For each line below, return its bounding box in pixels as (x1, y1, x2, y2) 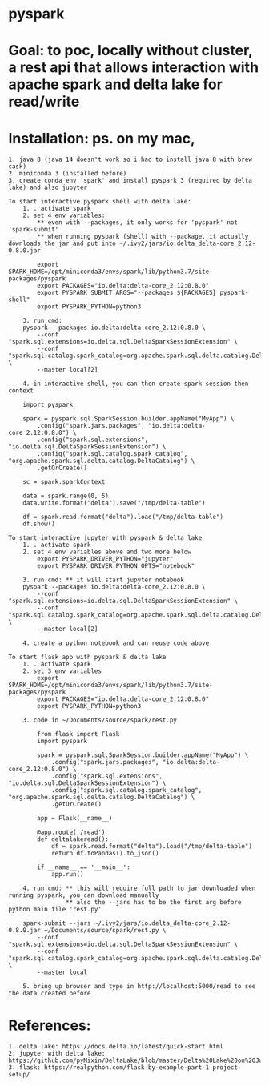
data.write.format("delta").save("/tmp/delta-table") (22, 499, 206, 507)
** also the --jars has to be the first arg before (65, 899, 242, 907)
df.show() (22, 520, 56, 529)
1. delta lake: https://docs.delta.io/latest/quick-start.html (8, 1043, 224, 1051)
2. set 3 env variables (22, 667, 102, 675)
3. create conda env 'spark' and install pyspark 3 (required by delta (8, 177, 252, 185)
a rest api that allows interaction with (8, 58, 259, 77)
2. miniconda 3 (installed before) (8, 170, 127, 178)
